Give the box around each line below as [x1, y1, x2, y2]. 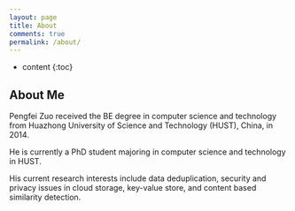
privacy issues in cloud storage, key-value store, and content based [9, 183, 257, 193]
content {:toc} [21, 62, 74, 72]
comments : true [9, 29, 66, 38]
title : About [9, 21, 58, 30]
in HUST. [9, 156, 42, 167]
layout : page [9, 12, 58, 22]
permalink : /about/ [9, 37, 82, 47]
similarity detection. [9, 192, 82, 203]
